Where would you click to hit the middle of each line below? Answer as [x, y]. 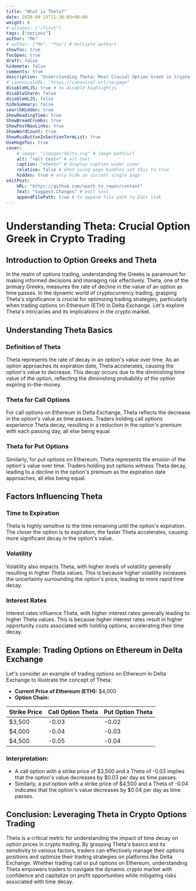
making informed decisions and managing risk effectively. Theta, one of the [97, 281]
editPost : [18, 181]
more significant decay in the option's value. [60, 538]
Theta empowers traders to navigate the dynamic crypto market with [89, 869]
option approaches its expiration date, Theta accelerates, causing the [90, 366]
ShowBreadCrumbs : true [34, 121]
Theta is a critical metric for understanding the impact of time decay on [92, 838]
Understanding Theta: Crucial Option [98, 226]
